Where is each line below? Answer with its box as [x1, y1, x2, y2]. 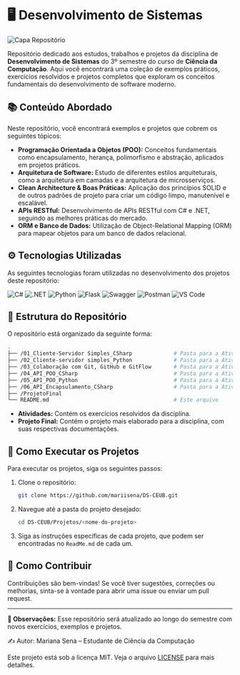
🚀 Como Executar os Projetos [7, 445, 139, 457]
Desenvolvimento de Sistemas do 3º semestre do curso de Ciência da [7, 56, 218, 66]
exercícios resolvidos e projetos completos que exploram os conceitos [7, 72, 215, 81]
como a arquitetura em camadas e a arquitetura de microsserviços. [17, 176, 216, 184]
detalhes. [7, 660, 35, 669]
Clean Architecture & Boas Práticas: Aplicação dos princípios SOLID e [17, 183, 227, 191]
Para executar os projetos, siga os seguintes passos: [7, 464, 163, 473]
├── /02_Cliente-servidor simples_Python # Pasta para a [7, 356, 219, 364]
